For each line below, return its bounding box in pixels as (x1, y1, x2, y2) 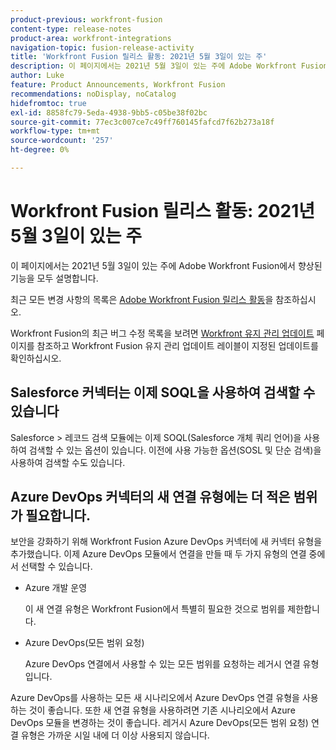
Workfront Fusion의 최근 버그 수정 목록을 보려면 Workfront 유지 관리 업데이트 (10, 327, 315, 339)
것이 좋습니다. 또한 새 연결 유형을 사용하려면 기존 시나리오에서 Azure (28, 704, 296, 716)
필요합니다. (25, 507, 91, 525)
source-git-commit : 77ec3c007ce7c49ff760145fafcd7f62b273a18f (10, 117, 275, 127)
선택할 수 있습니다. (20, 561, 93, 573)
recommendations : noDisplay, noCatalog (10, 89, 177, 99)
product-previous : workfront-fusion (10, 14, 163, 25)
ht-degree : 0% (10, 145, 70, 155)
